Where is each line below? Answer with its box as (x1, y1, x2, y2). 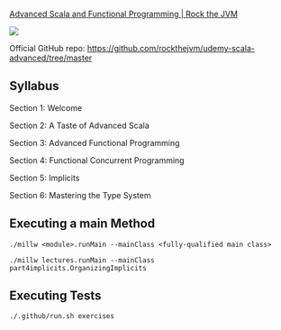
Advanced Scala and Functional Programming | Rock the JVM (9, 9, 239, 19)
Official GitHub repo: (9, 43, 86, 53)
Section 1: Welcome (9, 102, 83, 113)
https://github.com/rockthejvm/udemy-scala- (86, 43, 255, 53)
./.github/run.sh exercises (9, 312, 115, 321)
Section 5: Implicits (9, 172, 80, 183)
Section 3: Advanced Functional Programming (9, 137, 180, 148)
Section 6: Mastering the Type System (9, 189, 151, 200)
